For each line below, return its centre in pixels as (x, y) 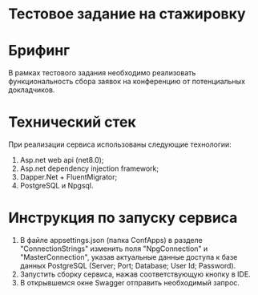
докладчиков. (32, 90)
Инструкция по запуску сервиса (123, 218)
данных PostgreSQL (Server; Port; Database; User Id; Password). (128, 266)
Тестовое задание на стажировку (127, 14)
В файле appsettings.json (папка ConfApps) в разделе (111, 240)
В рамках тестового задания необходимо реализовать (102, 73)
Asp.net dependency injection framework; (89, 168)
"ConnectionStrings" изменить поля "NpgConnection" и (114, 249)
